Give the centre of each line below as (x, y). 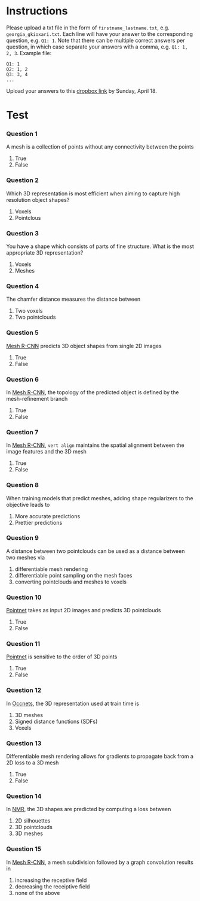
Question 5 (22, 332)
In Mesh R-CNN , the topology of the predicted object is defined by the (93, 392)
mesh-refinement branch (37, 398)
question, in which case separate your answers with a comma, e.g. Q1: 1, (97, 47)
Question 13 (24, 743)
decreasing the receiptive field (52, 886)
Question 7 (22, 432)
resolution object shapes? (38, 199)
